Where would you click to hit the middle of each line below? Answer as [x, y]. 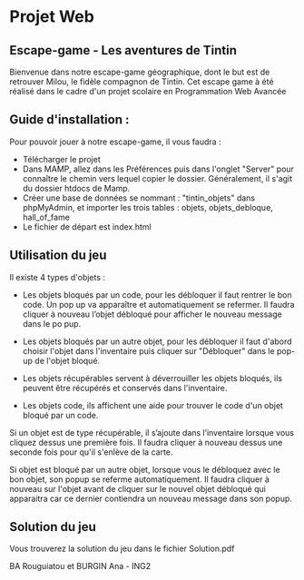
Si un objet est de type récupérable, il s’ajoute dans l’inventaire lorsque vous [152, 432]
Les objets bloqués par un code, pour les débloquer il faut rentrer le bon [157, 295]
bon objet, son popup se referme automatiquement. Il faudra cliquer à [140, 479]
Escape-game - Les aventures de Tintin [123, 50]
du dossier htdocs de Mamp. [76, 188]
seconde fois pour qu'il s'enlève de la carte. [91, 452]
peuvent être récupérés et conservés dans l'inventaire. [125, 388]
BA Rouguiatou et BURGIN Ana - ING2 [80, 566]
